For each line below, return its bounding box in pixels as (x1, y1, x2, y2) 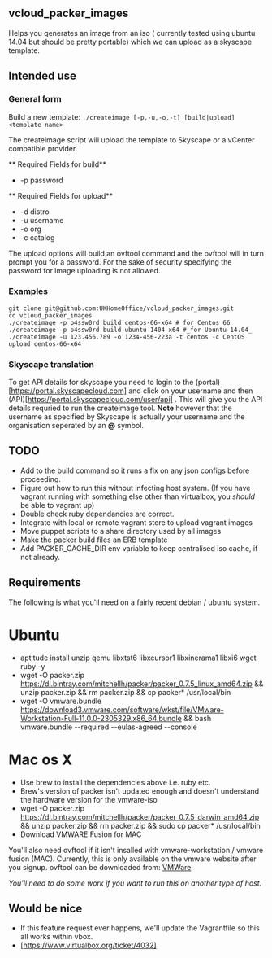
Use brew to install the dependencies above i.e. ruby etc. (19, 777, 211, 787)
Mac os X (8, 750, 73, 768)
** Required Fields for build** (8, 159, 107, 169)
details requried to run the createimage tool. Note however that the (8, 403, 233, 413)
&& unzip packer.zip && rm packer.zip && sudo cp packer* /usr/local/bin (19, 820, 261, 830)
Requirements (8, 575, 81, 589)
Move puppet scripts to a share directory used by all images (19, 526, 222, 536)
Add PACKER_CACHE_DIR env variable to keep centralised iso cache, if (19, 543, 258, 553)
